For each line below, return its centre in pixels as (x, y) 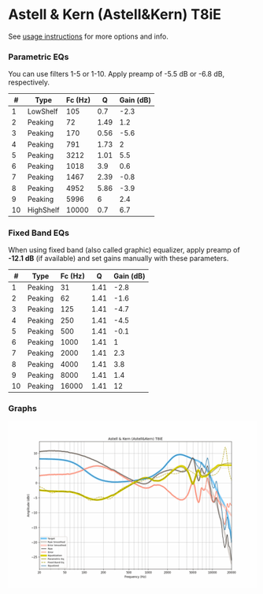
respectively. (29, 82)
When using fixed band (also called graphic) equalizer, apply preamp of (124, 250)
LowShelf (43, 111)
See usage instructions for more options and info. (89, 36)
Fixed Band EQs (39, 233)
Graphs (22, 409)
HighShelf (43, 210)
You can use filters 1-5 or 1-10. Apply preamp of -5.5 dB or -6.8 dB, (117, 74)
